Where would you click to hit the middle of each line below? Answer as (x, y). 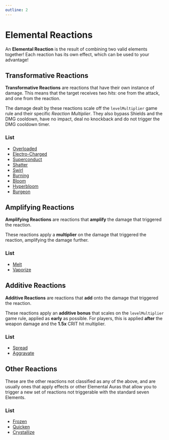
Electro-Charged (30, 154)
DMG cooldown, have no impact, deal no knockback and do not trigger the (82, 119)
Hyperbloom (25, 186)
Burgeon (21, 191)
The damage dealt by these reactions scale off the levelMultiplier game (81, 108)
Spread (20, 347)
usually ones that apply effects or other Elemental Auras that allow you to (81, 386)
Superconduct (27, 159)
